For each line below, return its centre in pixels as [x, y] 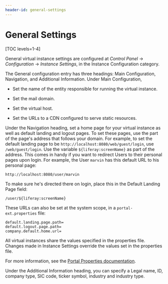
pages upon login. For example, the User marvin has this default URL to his [82, 160]
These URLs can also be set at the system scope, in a [61, 207]
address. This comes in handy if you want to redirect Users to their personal [84, 155]
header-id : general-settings [36, 10]
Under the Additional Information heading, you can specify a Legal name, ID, [84, 270]
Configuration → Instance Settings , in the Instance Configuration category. [82, 64]
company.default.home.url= [33, 231]
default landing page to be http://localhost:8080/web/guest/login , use [79, 144]
